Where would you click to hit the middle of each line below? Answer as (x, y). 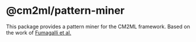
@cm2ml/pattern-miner (65, 11)
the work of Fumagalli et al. (39, 32)
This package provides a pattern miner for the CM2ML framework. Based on (98, 26)
